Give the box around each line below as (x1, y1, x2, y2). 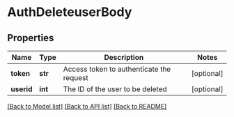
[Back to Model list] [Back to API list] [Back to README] (7, 102, 167, 110)
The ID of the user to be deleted (63, 84, 167, 94)
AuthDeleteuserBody (7, 4, 132, 20)
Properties (7, 32, 54, 44)
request (63, 73, 88, 82)
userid (10, 84, 33, 94)
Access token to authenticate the (63, 64, 171, 74)
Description (104, 53, 144, 62)
